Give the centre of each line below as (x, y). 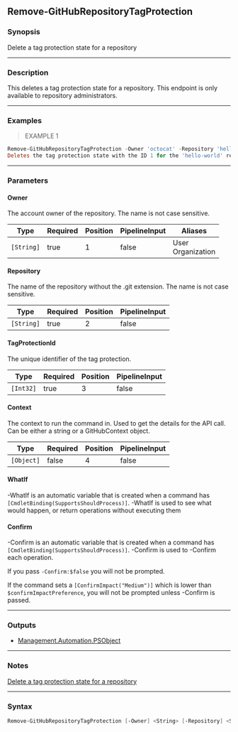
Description (28, 72)
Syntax (20, 706)
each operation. (30, 558)
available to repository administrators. (63, 95)
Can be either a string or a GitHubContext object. (79, 431)
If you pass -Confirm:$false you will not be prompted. (86, 571)
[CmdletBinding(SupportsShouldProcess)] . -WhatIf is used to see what (109, 502)
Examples (25, 120)
